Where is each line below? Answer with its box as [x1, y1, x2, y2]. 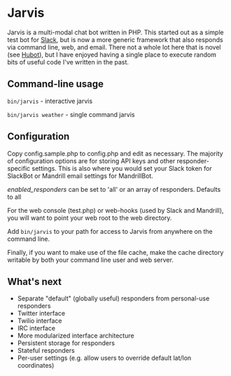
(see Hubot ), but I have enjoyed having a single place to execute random [7, 50, 217, 59]
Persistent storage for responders [17, 339, 115, 347]
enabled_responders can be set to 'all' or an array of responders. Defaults [7, 185, 221, 193]
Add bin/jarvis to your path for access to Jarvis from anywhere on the [7, 227, 213, 235]
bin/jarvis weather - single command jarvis [7, 110, 135, 118]
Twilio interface [17, 316, 62, 325]
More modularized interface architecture [17, 331, 134, 340]
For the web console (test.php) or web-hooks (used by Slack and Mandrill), [7, 206, 224, 214]
